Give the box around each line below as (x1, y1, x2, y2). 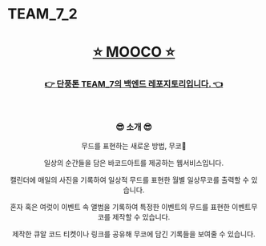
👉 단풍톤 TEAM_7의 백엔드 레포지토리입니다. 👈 (44, 79, 224, 90)
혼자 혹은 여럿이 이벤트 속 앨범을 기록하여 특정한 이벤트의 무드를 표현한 (10, 202, 230, 212)
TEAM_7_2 (7, 5, 78, 23)
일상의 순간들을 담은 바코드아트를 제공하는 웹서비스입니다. (43, 158, 224, 167)
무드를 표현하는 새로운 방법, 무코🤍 (81, 141, 187, 151)
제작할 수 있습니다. (112, 212, 171, 221)
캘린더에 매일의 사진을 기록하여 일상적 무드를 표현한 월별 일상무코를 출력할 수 (10, 175, 250, 184)
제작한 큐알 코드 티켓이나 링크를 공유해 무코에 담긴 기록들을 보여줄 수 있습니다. (12, 229, 256, 239)
